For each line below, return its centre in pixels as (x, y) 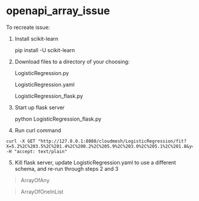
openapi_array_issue (58, 11)
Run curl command (38, 130)
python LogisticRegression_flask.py (58, 119)
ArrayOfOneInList (42, 192)
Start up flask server (40, 107)
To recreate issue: (28, 27)
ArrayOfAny (35, 180)
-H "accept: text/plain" (37, 151)
